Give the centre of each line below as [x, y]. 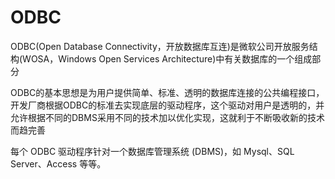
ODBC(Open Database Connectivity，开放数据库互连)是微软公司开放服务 [160, 46]
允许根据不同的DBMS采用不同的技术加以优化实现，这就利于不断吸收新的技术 [167, 117]
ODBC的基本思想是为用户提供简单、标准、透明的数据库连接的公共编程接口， [167, 92]
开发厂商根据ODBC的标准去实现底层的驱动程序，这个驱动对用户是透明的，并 [167, 105]
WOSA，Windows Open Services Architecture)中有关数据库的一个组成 [167, 58]
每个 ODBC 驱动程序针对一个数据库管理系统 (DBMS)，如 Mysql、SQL [152, 151]
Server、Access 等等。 [58, 163]
